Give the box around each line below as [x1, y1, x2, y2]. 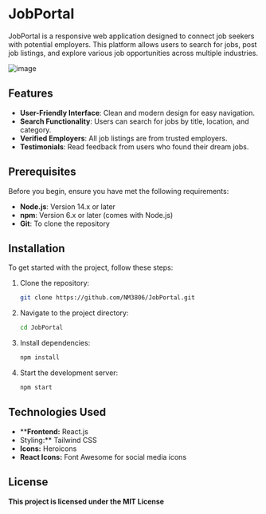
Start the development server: [19, 368, 119, 378]
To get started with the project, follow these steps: [8, 263, 174, 272]
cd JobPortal [19, 324, 64, 332]
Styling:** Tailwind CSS [19, 435, 97, 445]
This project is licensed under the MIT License [8, 496, 165, 506]
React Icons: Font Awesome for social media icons [19, 452, 187, 461]
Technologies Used [8, 405, 106, 419]
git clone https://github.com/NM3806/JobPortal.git [19, 294, 195, 302]
